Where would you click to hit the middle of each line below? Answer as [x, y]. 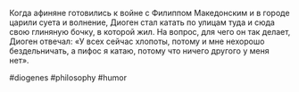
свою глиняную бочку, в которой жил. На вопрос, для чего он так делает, [150, 32]
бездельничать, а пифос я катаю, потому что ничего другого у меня [139, 51]
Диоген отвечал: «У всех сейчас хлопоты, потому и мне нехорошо [137, 41]
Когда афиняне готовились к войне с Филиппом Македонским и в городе [149, 13]
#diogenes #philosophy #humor [68, 78]
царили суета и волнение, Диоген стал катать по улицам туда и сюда [142, 22]
